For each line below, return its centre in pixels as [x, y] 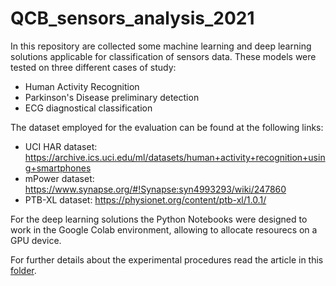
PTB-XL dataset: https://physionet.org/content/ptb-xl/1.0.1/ [145, 199]
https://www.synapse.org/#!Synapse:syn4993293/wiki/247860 [155, 189]
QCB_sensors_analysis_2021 [132, 18]
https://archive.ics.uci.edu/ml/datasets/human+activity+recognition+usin [175, 157]
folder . [23, 270]
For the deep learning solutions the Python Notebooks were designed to [159, 219]
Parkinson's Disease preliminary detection [112, 97]
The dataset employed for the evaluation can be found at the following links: [167, 127]
